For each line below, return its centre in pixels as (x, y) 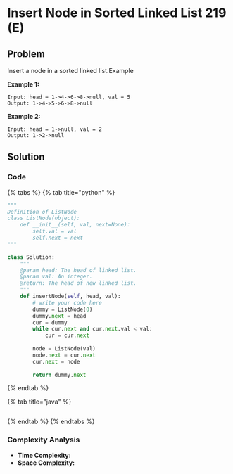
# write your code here (67, 303)
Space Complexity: (46, 463)
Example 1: (24, 84)
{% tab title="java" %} (39, 402)
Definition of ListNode (42, 212)
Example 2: (24, 116)
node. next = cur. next (64, 355)
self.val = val (55, 231)
